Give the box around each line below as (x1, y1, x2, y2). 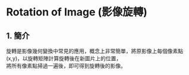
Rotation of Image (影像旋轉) (6, 5, 147, 19)
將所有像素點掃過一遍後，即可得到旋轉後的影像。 (6, 63, 126, 69)
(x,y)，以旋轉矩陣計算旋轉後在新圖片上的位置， (6, 55, 122, 62)
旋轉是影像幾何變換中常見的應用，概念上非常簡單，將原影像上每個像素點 (6, 48, 183, 54)
